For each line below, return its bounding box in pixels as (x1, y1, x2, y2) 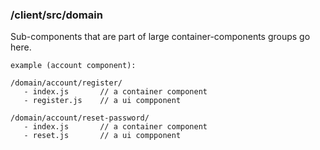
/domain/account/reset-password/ (10, 113, 150, 123)
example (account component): (10, 61, 137, 71)
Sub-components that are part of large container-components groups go (10, 31, 311, 43)
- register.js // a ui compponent (23, 96, 182, 106)
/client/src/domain (10, 8, 103, 22)
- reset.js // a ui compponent (23, 131, 182, 141)
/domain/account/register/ (10, 78, 123, 88)
